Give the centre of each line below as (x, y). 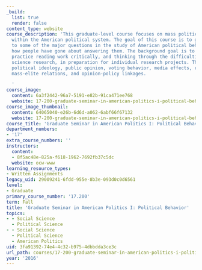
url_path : (19, 253)
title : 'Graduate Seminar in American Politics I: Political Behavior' (98, 208)
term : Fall (20, 202)
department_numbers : (32, 129)
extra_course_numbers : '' (38, 140)
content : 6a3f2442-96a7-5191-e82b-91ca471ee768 (72, 96)
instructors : (23, 146)
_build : (16, 12)
